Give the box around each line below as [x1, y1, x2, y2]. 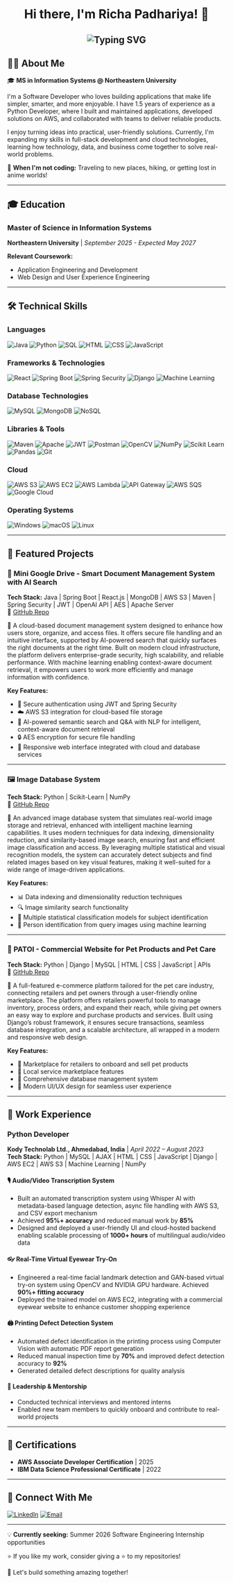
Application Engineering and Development [17, 265, 138, 274]
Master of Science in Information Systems [7, 222, 152, 232]
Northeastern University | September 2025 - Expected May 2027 [7, 239, 196, 247]
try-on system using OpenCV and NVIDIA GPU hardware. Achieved [17, 1280, 209, 1288]
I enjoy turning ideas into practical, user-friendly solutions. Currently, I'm [7, 128, 214, 136]
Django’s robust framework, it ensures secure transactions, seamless [7, 1018, 205, 1026]
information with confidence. [7, 673, 90, 681]
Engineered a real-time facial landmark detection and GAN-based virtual [17, 1273, 224, 1281]
